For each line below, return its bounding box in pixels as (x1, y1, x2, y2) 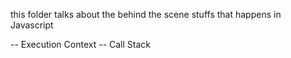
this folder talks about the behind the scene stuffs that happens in (10, 9, 282, 20)
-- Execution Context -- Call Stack (10, 39, 151, 50)
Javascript (10, 19, 54, 31)
